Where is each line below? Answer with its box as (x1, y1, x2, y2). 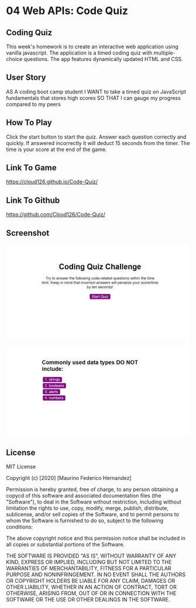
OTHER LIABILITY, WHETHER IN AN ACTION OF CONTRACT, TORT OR (6, 583, 177, 591)
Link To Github (6, 195, 60, 205)
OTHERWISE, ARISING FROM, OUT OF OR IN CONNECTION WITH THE (6, 590, 177, 597)
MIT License (6, 463, 36, 471)
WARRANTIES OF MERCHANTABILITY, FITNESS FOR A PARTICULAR (6, 565, 171, 572)
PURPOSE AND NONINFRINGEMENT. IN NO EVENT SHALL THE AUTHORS (6, 571, 186, 578)
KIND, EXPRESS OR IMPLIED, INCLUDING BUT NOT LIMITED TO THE (6, 559, 172, 566)
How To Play (6, 117, 53, 127)
